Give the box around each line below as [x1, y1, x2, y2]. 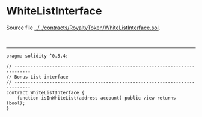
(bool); [6, 100, 26, 106]
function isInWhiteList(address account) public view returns [17, 95, 176, 101]
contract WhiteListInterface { [6, 89, 85, 95]
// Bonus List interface [6, 74, 69, 80]
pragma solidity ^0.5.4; [6, 53, 69, 59]
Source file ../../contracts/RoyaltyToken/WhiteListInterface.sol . [6, 24, 161, 31]
